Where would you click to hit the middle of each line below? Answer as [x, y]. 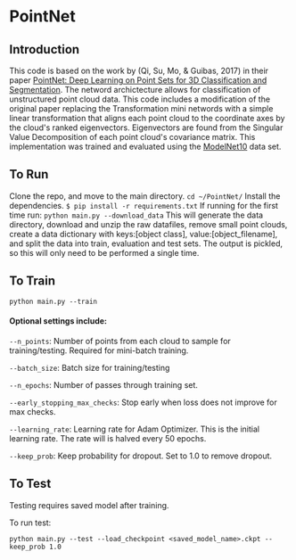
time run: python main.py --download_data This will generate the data [136, 215]
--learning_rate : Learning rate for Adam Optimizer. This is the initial [135, 429]
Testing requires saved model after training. [89, 505]
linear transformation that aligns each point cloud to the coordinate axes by [147, 118]
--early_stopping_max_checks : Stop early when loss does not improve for [144, 402]
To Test [30, 484]
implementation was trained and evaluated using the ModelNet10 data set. [145, 146]
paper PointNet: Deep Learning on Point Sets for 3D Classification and [138, 80]
